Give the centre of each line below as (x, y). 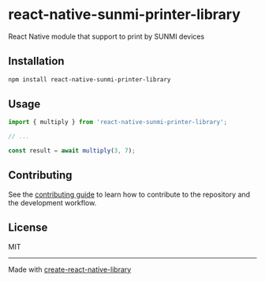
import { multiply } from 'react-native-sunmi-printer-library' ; (118, 122)
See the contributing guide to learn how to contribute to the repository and (129, 194)
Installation (36, 61)
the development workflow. (52, 202)
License (28, 228)
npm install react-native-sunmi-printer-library (90, 79)
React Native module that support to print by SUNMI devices (106, 36)
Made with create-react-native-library (70, 269)
